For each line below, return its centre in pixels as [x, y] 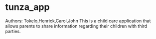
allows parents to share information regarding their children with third [76, 26]
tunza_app [27, 7]
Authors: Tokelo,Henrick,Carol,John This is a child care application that [78, 21]
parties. [13, 31]
